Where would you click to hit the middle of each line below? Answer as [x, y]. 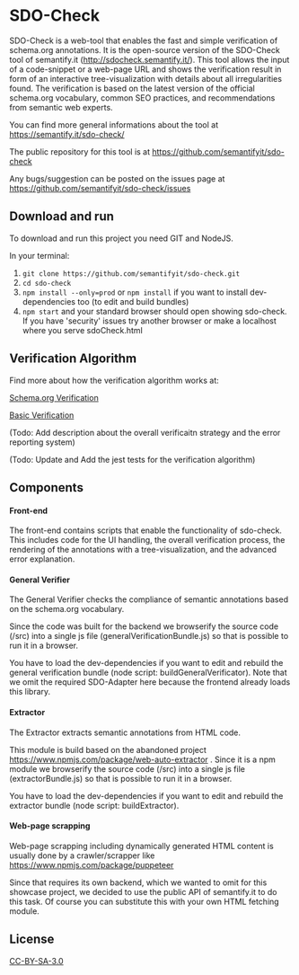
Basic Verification [42, 415]
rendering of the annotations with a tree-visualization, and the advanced [143, 550]
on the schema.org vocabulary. [67, 609]
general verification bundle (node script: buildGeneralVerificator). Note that [148, 673]
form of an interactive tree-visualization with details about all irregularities [146, 78]
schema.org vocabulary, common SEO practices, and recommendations [142, 97]
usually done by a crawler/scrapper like [82, 855]
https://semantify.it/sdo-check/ [67, 134]
